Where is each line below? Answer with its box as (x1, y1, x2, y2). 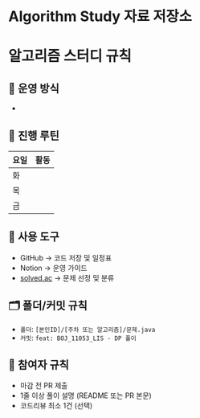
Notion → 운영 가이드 (19, 263, 88, 273)
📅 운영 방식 (8, 81, 60, 95)
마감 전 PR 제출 (19, 381, 68, 391)
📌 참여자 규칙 (8, 359, 70, 372)
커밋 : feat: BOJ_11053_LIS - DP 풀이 (19, 333, 137, 342)
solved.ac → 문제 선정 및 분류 (19, 273, 115, 282)
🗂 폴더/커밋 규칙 (8, 299, 88, 313)
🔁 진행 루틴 (8, 129, 60, 142)
